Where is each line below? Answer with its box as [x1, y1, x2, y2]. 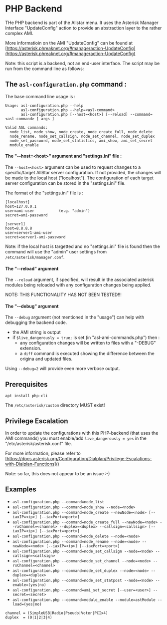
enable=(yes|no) [12, 582, 46, 587]
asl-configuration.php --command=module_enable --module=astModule [12, 597, 156, 602]
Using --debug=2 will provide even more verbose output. [5, 366, 120, 372]
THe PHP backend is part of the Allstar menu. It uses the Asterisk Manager [5, 20, 159, 26]
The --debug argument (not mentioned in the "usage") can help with [5, 314, 145, 321]
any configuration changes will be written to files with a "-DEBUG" [19, 340, 156, 346]
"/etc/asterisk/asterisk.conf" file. [5, 440, 72, 446]
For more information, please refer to [5, 450, 81, 456]
